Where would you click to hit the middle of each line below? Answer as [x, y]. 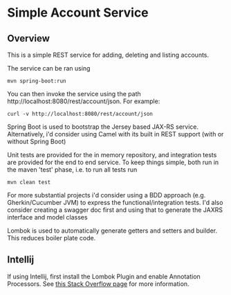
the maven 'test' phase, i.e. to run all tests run [72, 170]
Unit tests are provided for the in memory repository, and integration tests [112, 155]
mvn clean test [29, 182]
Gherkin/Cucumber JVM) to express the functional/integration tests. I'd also [115, 203]
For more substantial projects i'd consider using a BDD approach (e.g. [107, 195]
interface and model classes [47, 217]
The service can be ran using [49, 68]
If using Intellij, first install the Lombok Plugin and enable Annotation [104, 276]
